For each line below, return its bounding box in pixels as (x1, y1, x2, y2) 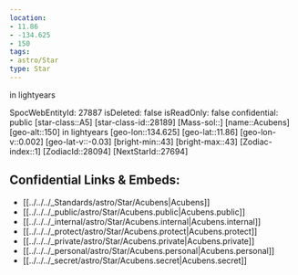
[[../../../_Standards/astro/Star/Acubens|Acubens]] (22, 196, 211, 207)
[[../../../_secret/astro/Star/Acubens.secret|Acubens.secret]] (22, 255, 248, 266)
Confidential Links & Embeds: (9, 173, 180, 188)
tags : (9, 48, 30, 57)
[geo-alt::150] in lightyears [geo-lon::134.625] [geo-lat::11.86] (9, 126, 239, 137)
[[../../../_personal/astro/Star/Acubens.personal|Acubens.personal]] (22, 245, 275, 256)
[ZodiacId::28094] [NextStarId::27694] (42, 145, 189, 156)
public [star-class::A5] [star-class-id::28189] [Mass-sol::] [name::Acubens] (9, 116, 290, 128)
